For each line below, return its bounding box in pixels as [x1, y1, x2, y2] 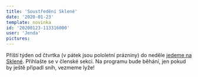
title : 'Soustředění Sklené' [6, 8, 78, 15]
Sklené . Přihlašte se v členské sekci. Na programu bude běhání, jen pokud [6, 58, 186, 65]
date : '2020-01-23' [6, 14, 54, 20]
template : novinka [6, 19, 51, 25]
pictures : [6, 36, 31, 41]
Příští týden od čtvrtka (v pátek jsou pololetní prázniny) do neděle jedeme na [6, 52, 192, 58]
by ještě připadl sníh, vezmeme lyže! [6, 64, 95, 71]
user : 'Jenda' [6, 30, 41, 36]
